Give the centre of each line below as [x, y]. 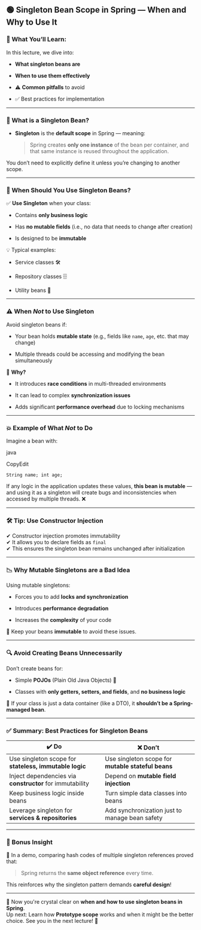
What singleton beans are [48, 64]
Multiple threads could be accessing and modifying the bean [89, 354]
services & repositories [43, 818]
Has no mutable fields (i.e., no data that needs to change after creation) [104, 227]
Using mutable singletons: [38, 586]
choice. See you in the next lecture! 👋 [52, 921]
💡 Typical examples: [31, 250]
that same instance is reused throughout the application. [99, 151]
